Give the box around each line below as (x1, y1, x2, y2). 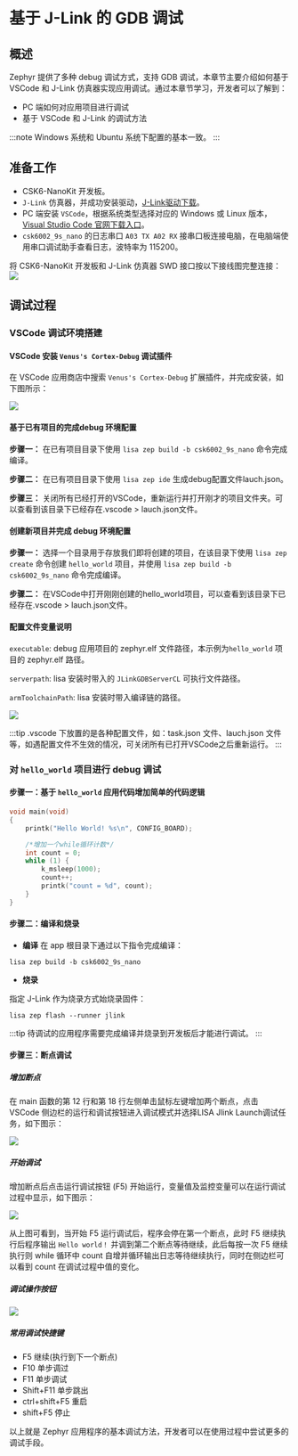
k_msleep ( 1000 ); (41, 865, 101, 874)
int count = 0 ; (25, 848, 82, 857)
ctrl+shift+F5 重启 (21, 1396, 88, 1407)
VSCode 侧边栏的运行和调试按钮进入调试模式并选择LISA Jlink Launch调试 (9, 1107, 278, 1118)
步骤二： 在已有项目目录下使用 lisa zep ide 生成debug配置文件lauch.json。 (9, 473, 289, 484)
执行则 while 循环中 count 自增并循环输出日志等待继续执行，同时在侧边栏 (9, 1250, 277, 1261)
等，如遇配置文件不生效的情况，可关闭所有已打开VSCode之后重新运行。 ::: (9, 739, 283, 749)
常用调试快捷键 (9, 1327, 64, 1337)
